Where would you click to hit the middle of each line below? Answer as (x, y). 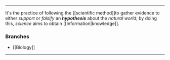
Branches (17, 36)
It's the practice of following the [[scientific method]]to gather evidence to (82, 13)
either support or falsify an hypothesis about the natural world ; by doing (81, 18)
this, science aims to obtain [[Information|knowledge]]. (62, 23)
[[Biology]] (24, 47)
